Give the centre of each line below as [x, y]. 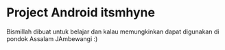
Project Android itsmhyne [81, 13]
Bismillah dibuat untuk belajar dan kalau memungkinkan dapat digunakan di [113, 32]
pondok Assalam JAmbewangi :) [52, 38]
